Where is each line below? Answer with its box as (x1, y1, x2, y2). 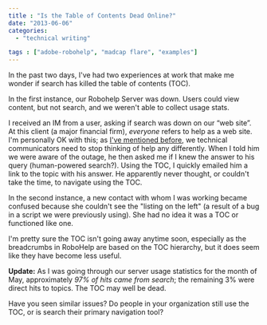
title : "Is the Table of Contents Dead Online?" (8, 11, 177, 20)
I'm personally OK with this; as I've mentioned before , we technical (8, 135, 228, 145)
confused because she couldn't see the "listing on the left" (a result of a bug (8, 201, 260, 212)
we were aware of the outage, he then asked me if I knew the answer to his (8, 153, 255, 162)
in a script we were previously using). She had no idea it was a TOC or (8, 210, 239, 220)
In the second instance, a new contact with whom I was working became (8, 193, 248, 203)
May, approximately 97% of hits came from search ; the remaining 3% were (8, 275, 255, 284)
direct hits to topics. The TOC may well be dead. (8, 283, 167, 293)
